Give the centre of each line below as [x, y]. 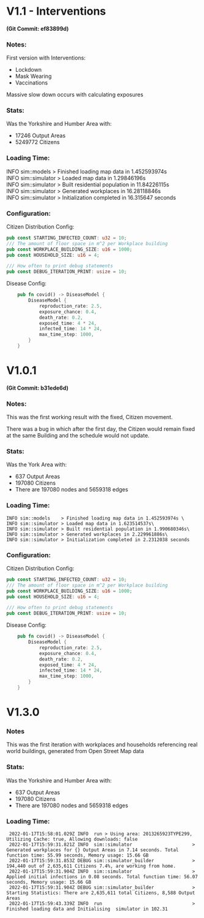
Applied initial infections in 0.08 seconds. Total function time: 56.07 [102, 877]
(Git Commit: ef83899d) [38, 28]
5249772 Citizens [37, 142]
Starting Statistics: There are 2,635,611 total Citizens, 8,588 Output [101, 893]
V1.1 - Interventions [56, 11]
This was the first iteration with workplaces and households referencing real [102, 745]
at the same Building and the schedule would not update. [78, 436]
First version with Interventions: [46, 58]
